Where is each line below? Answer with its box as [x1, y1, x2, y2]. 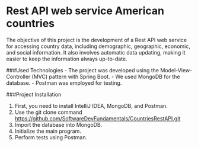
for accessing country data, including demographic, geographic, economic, [6, 43, 191, 50]
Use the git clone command [14, 108, 82, 116]
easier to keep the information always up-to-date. [6, 55, 127, 62]
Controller [6, 73, 31, 80]
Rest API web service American [6, 4, 165, 18]
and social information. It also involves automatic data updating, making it [6, 49, 186, 56]
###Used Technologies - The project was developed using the [6, 66, 159, 73]
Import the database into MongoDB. [14, 121, 103, 128]
